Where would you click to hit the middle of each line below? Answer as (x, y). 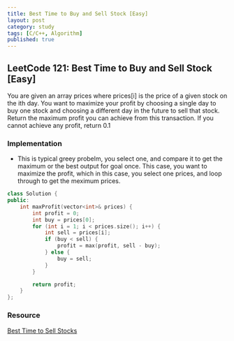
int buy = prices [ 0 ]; (64, 220)
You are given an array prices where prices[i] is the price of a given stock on (117, 96)
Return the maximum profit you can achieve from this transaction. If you (111, 118)
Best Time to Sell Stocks (42, 331)
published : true (31, 40)
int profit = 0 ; (56, 213)
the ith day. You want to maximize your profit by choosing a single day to (112, 103)
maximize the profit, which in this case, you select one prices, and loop (119, 174)
